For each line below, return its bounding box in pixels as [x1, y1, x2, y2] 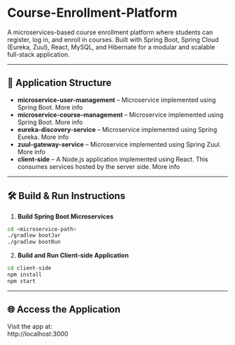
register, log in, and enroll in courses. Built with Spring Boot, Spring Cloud [7, 35, 219, 43]
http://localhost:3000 [7, 330, 69, 338]
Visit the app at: [7, 322, 52, 330]
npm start [7, 277, 36, 284]
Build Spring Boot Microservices [17, 212, 114, 221]
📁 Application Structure [7, 77, 112, 89]
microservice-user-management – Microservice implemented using [17, 96, 216, 104]
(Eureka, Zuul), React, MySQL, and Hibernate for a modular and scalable [7, 43, 215, 51]
